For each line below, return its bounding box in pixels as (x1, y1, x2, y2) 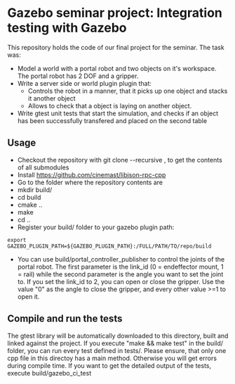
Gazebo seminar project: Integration (7, 5, 222, 21)
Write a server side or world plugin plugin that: (17, 79, 152, 87)
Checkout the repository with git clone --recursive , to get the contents (17, 155, 222, 164)
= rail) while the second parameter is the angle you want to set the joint (17, 269, 224, 279)
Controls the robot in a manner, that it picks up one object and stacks (27, 87, 228, 95)
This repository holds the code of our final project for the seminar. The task (7, 43, 224, 51)
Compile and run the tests (7, 313, 123, 325)
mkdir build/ (17, 185, 53, 194)
